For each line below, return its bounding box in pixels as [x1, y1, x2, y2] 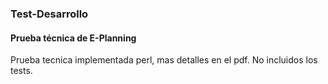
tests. [10, 65, 33, 77]
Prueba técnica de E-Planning [10, 32, 137, 44]
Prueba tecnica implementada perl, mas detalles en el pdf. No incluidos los [10, 54, 318, 66]
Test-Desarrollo [10, 7, 89, 21]
